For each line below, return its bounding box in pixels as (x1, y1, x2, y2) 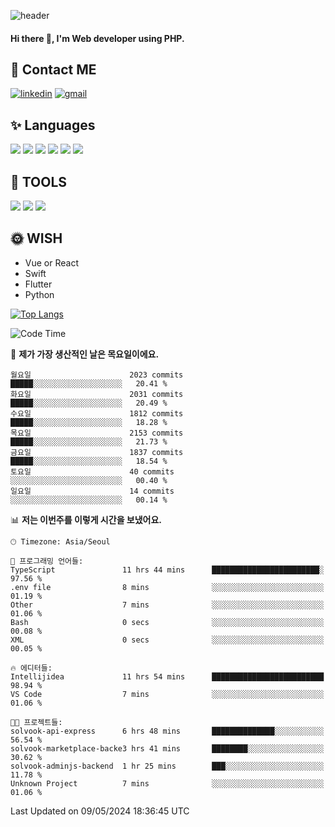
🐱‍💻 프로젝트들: (10, 717, 63, 727)
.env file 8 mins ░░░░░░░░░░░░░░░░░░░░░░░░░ (10, 582, 325, 592)
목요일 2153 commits (10, 428, 184, 438)
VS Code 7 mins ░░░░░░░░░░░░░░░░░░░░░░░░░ (10, 689, 325, 699)
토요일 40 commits (10, 466, 175, 477)
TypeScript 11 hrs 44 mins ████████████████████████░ (10, 565, 325, 575)
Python (24, 288, 55, 300)
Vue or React (24, 256, 79, 269)
